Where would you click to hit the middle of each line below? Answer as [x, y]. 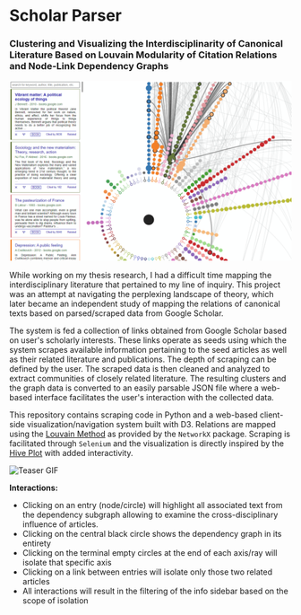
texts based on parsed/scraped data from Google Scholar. [116, 313]
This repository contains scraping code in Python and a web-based [133, 415]
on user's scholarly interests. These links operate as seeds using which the [148, 340]
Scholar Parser [66, 16]
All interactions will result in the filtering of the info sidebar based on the [155, 591]
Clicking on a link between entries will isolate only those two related [147, 572]
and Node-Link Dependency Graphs [89, 66]
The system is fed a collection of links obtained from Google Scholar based [148, 331]
